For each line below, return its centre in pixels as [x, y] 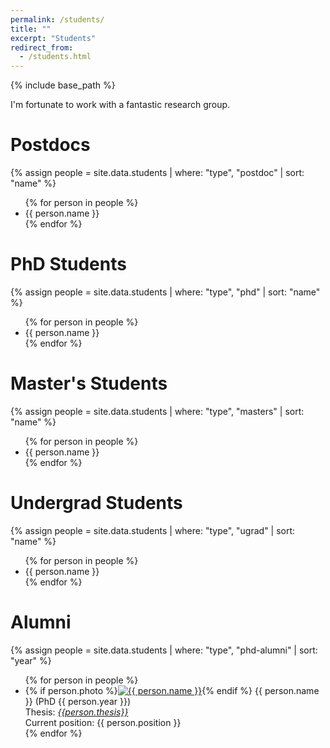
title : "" [31, 29]
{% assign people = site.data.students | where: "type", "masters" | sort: [157, 411]
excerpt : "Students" [53, 38]
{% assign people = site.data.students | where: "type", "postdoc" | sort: [157, 173]
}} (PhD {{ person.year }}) [78, 701]
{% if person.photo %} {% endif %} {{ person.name [172, 690]
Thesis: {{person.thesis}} [76, 712]
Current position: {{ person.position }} [103, 722]
